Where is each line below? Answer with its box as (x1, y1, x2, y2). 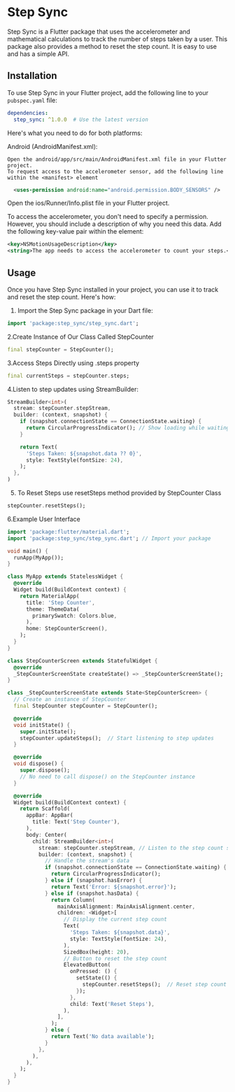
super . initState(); (20, 728, 77, 735)
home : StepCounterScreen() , (25, 625, 108, 632)
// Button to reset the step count (63, 955, 168, 962)
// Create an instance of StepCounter (13, 696, 127, 703)
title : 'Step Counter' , (25, 599, 96, 606)
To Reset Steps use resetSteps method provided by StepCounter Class (17, 489, 222, 497)
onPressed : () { (69, 968, 117, 975)
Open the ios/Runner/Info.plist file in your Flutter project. (7, 199, 170, 207)
